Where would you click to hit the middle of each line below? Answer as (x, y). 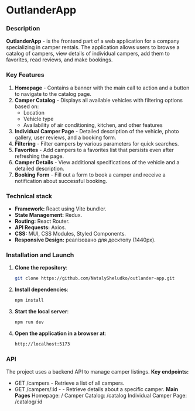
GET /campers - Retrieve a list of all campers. (69, 383)
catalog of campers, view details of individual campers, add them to (88, 54)
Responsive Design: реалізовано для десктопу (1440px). (85, 240)
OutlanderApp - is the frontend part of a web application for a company (93, 41)
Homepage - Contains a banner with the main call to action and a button (102, 88)
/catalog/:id (28, 402)
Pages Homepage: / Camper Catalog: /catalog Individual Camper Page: (101, 396)
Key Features (25, 75)
